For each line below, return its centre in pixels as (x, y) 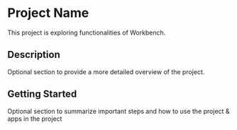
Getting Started (42, 94)
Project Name (48, 13)
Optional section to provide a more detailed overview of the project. (106, 71)
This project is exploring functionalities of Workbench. (87, 32)
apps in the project (35, 119)
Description (34, 55)
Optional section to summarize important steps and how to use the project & (118, 111)
